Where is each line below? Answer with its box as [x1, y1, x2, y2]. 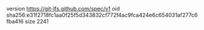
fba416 [6, 18, 24, 25]
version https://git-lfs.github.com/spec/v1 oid [6, 5, 120, 12]
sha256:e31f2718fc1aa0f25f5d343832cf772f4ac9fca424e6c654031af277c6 [6, 11, 199, 19]
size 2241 [24, 18, 49, 25]
